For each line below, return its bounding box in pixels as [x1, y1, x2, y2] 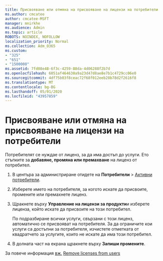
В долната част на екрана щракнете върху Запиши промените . [12, 241, 145, 247]
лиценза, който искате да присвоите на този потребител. [12, 206, 132, 212]
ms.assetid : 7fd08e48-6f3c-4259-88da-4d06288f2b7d [5, 67, 110, 71]
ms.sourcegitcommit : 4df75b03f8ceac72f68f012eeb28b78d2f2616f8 [5, 75, 137, 80]
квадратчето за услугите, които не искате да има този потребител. [12, 231, 153, 237]
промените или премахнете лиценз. [12, 191, 88, 197]
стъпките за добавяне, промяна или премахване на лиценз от [5, 157, 137, 163]
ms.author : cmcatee [5, 12, 45, 17]
